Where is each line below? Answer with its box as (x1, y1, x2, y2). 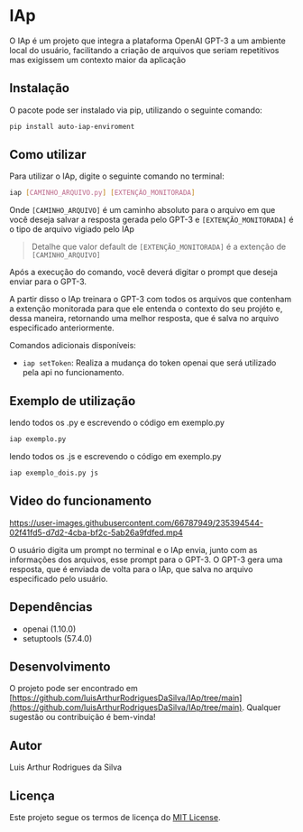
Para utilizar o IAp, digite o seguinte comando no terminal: (9, 171, 225, 181)
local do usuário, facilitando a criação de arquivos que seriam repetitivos (9, 44, 280, 55)
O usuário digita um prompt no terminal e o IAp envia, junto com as (9, 544, 258, 555)
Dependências (9, 599, 93, 615)
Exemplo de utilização (9, 393, 136, 409)
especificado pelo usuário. (9, 573, 108, 584)
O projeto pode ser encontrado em (9, 683, 138, 694)
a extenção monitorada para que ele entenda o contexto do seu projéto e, (9, 303, 283, 314)
